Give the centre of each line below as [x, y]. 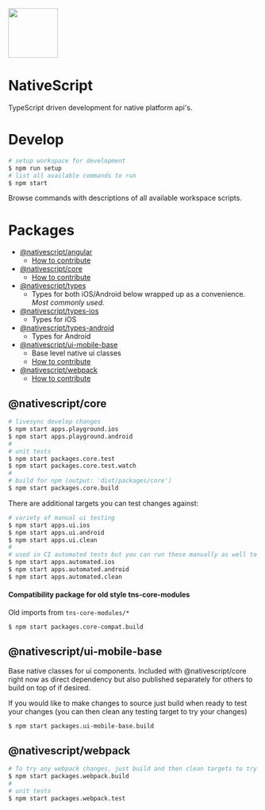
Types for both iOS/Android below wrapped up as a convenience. [138, 294]
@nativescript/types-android [67, 328]
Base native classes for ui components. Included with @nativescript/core [127, 670]
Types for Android [61, 336]
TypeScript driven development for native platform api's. [100, 107]
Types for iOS [54, 320]
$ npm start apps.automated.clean [65, 577]
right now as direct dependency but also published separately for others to [131, 679]
